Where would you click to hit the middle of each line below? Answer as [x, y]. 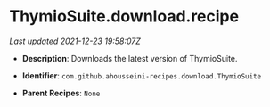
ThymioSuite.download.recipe [124, 16]
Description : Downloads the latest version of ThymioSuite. [130, 58]
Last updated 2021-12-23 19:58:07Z [75, 41]
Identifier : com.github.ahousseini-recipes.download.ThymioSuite [141, 75]
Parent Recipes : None [61, 93]
